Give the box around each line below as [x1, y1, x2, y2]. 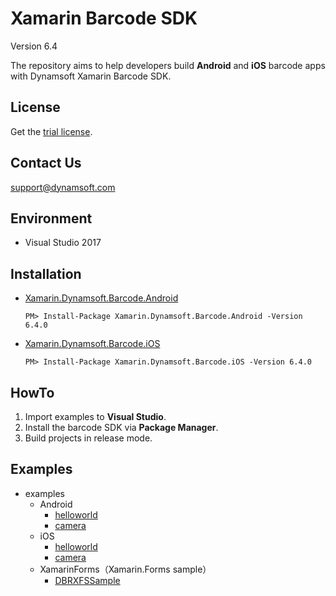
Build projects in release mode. [24, 432, 153, 444]
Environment [10, 210, 93, 227]
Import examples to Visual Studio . [24, 411, 167, 422]
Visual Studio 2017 [24, 237, 102, 249]
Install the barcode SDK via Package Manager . [24, 422, 219, 433]
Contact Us [10, 155, 82, 172]
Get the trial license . [10, 125, 93, 137]
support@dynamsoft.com [10, 181, 116, 193]
